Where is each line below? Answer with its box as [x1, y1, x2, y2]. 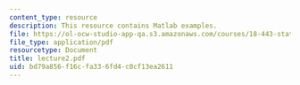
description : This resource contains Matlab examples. [9, 21, 218, 30]
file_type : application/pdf [9, 37, 114, 47]
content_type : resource [9, 12, 98, 22]
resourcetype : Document [9, 46, 98, 55]
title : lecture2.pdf [9, 54, 87, 63]
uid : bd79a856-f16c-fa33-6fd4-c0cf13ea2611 [9, 63, 174, 72]
